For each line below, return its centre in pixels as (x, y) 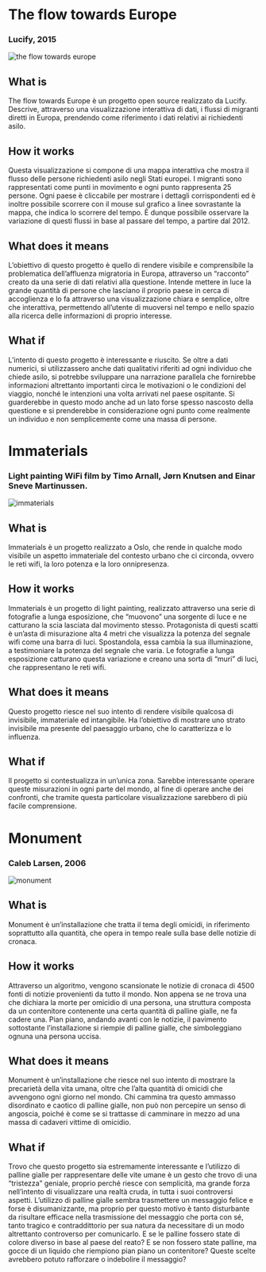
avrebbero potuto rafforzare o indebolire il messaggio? (97, 1259)
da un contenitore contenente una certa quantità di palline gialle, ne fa (123, 1011)
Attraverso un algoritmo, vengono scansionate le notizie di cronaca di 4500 (131, 985)
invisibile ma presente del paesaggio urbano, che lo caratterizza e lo (120, 728)
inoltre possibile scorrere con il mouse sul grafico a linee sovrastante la (125, 204)
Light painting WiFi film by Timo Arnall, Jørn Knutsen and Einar (132, 476)
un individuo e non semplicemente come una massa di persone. (113, 419)
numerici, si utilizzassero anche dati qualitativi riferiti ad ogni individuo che (130, 368)
